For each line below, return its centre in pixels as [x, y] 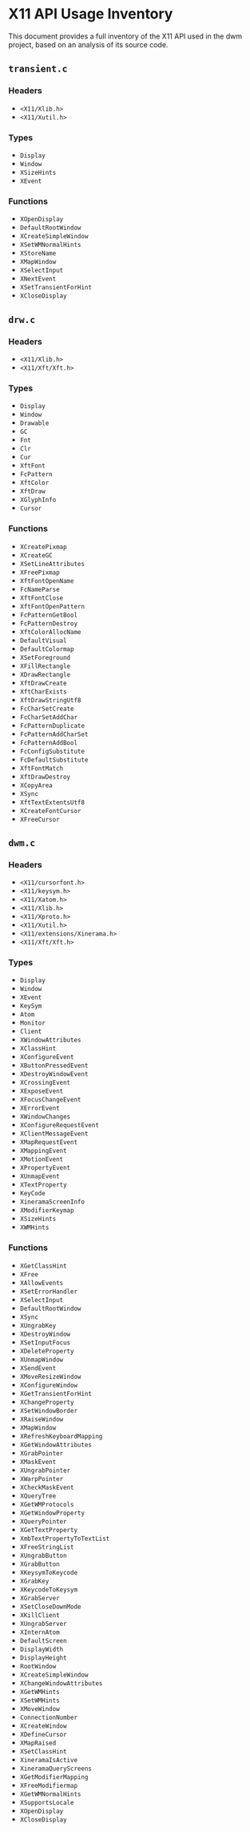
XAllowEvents [42, 1283]
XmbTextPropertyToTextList [65, 1539]
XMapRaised [38, 1743]
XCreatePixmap [43, 547]
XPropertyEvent [45, 1168]
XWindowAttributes [50, 1040]
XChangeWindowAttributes [61, 1683]
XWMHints [34, 1227]
